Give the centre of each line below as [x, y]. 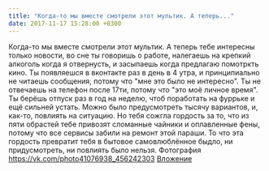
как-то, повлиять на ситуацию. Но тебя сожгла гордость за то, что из [129, 115]
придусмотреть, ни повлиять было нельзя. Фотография [105, 150]
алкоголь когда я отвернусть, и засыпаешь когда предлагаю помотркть [134, 64]
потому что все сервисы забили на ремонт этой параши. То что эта [126, 133]
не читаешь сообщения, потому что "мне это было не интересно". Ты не [135, 81]
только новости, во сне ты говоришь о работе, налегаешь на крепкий [130, 55]
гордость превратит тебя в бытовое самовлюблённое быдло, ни [121, 141]
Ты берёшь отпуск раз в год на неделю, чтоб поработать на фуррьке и [132, 98]
